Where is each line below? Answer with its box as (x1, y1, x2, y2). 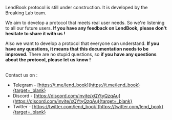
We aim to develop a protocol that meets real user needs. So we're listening (5, 20, 165, 26)
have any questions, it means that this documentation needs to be (5, 46, 149, 52)
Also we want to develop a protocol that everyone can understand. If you (5, 40, 160, 46)
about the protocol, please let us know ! (5, 57, 91, 63)
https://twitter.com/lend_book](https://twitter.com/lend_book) (33, 104, 164, 109)
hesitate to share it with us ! (5, 31, 66, 36)
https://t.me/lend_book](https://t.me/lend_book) (38, 82, 140, 88)
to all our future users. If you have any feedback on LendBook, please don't (5, 25, 167, 31)
